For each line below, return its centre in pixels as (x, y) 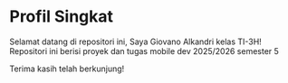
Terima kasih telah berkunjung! (67, 69)
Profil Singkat (62, 17)
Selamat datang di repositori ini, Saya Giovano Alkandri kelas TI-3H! (136, 41)
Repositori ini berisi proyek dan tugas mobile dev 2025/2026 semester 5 (144, 51)
